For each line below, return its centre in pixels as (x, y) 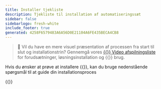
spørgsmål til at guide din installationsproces (51, 72)
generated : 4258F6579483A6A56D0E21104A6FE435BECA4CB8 (62, 33)
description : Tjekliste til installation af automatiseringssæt (73, 14)
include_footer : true (28, 28)
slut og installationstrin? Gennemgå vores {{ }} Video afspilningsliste (86, 52)
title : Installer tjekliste (34, 10)
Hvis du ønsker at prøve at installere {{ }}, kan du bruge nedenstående (77, 67)
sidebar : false (21, 19)
